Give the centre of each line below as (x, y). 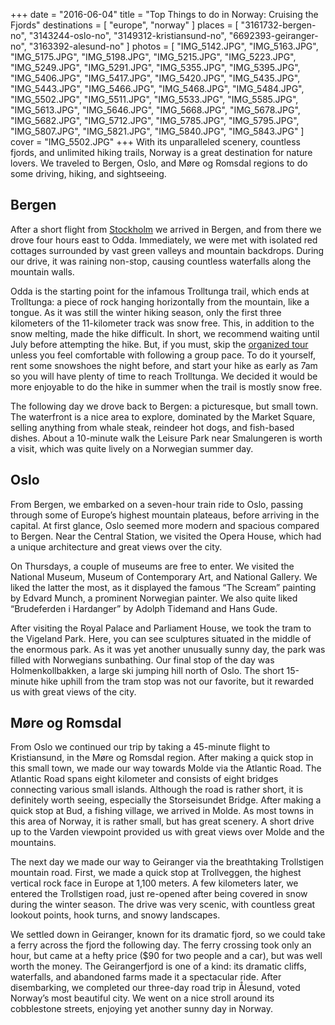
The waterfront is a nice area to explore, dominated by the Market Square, (163, 416)
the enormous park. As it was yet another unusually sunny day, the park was (168, 649)
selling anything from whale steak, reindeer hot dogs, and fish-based (152, 427)
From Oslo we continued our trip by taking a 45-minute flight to (140, 747)
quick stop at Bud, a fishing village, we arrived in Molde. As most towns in (162, 811)
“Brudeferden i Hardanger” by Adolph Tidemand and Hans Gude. (144, 608)
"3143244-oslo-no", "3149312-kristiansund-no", (127, 35)
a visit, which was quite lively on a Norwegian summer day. (132, 448)
